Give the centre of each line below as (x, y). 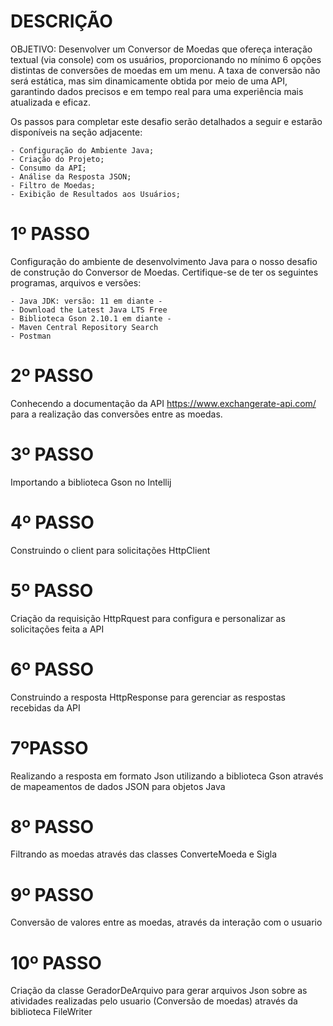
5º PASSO (52, 590)
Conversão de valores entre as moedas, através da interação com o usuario (166, 922)
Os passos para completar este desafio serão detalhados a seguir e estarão (166, 121)
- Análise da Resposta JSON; (71, 176)
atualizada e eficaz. (50, 102)
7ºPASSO (49, 747)
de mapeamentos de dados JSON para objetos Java (118, 786)
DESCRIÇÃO (61, 21)
